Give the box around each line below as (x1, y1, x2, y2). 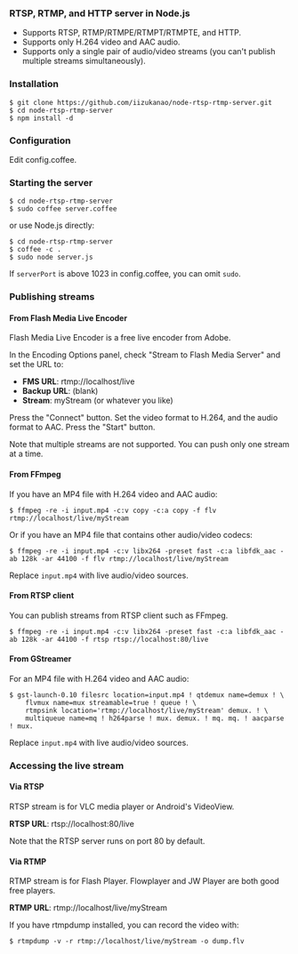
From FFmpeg (9, 469, 61, 479)
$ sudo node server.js (9, 253, 93, 262)
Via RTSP (9, 782, 44, 792)
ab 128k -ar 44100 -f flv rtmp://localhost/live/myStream (9, 554, 229, 563)
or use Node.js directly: (9, 220, 95, 231)
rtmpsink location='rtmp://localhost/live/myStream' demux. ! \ (25, 706, 269, 715)
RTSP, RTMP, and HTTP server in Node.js (9, 7, 190, 20)
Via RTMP (9, 856, 47, 867)
